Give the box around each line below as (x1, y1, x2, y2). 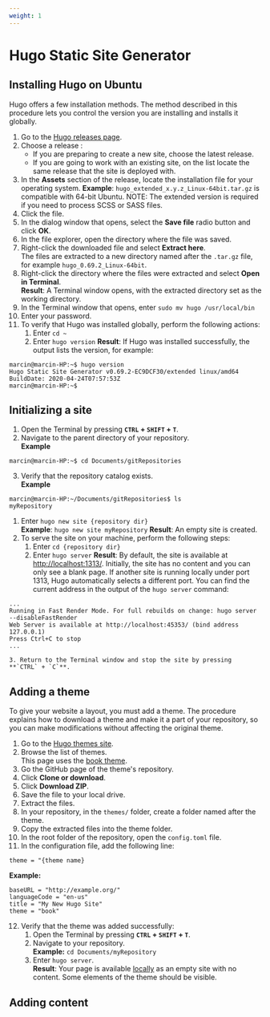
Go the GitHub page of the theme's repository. (20, 764, 175, 774)
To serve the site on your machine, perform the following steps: (20, 533, 231, 543)
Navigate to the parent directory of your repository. (20, 433, 190, 443)
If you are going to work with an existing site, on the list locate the (32, 157, 251, 167)
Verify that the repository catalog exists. (20, 471, 153, 481)
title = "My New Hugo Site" (9, 900, 103, 909)
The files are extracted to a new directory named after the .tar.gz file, (20, 251, 253, 261)
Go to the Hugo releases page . (20, 132, 123, 141)
